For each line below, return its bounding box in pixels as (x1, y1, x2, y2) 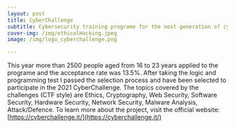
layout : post (7, 10, 45, 17)
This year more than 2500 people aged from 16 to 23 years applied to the (7, 61, 219, 70)
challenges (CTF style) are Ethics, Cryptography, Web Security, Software (7, 91, 218, 99)
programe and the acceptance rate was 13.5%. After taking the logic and (7, 69, 217, 77)
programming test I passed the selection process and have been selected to (7, 76, 227, 84)
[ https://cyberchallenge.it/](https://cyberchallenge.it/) (7, 113, 162, 122)
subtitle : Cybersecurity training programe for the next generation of (7, 23, 220, 30)
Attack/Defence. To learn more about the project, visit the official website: (7, 106, 220, 114)
